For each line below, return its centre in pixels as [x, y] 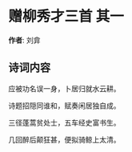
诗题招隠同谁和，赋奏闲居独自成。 [64, 106]
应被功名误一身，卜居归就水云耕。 [64, 88]
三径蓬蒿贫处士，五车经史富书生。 [64, 122]
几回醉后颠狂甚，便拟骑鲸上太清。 [64, 139]
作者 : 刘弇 [24, 40]
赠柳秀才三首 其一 [66, 16]
